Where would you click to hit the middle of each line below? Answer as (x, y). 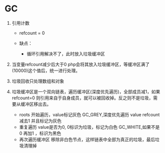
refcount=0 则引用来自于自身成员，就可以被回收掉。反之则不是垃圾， (82, 98)
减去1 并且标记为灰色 (40, 121)
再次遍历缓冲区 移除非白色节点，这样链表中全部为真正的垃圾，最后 (87, 139)
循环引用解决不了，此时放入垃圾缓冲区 (66, 54)
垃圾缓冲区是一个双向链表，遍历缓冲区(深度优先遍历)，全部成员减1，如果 (86, 91)
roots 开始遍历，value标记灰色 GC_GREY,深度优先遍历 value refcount (89, 114)
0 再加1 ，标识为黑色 (40, 133)
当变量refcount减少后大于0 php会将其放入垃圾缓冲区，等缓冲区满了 (81, 64)
